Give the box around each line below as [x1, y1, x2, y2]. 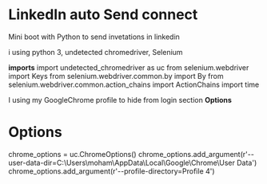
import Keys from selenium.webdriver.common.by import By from [8, 71, 224, 80]
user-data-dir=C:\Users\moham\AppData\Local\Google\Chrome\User [8, 158, 236, 167]
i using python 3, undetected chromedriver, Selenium [8, 47, 183, 57]
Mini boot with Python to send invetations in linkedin [8, 32, 180, 41]
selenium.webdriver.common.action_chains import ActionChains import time [8, 80, 260, 89]
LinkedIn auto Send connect [8, 6, 198, 24]
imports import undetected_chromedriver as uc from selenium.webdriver [8, 62, 249, 72]
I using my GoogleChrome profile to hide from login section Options [8, 95, 232, 104]
